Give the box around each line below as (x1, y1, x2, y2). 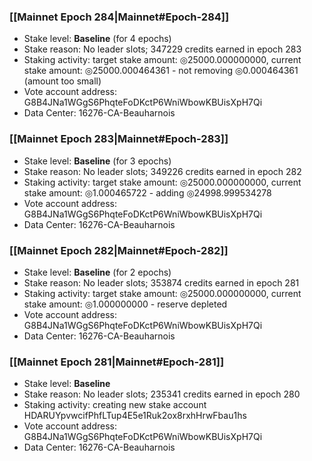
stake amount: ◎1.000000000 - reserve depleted (23, 298, 228, 310)
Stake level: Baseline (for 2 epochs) (23, 266, 172, 278)
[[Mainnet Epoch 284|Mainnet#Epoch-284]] (9, 10, 230, 24)
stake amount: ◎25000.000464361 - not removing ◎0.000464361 (23, 65, 299, 77)
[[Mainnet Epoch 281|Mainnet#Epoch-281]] (9, 355, 225, 369)
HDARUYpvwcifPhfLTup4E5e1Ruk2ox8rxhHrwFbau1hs (23, 410, 247, 422)
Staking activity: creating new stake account (23, 399, 207, 411)
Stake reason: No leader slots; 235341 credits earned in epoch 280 (23, 388, 301, 400)
